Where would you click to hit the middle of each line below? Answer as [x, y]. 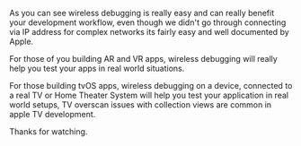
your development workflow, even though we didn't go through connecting [148, 22]
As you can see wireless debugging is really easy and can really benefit [142, 13]
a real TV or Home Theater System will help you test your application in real [149, 95]
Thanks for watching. [49, 132]
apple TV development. [53, 114]
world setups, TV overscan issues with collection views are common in [141, 105]
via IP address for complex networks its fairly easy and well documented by [149, 32]
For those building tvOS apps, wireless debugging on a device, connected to [151, 86]
